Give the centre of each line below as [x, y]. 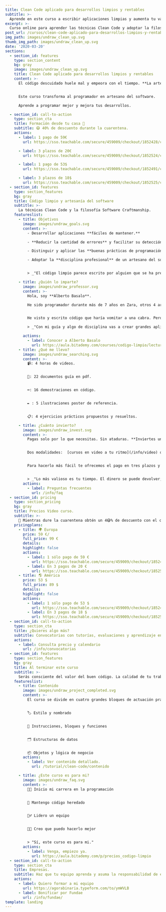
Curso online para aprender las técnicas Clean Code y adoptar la [79, 28]
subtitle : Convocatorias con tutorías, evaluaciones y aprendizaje [85, 635]
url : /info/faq [47, 493]
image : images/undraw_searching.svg [61, 354]
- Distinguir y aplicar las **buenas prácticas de [80, 251]
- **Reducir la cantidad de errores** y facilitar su [83, 242]
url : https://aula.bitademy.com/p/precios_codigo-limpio [91, 856]
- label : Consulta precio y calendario [59, 644]
